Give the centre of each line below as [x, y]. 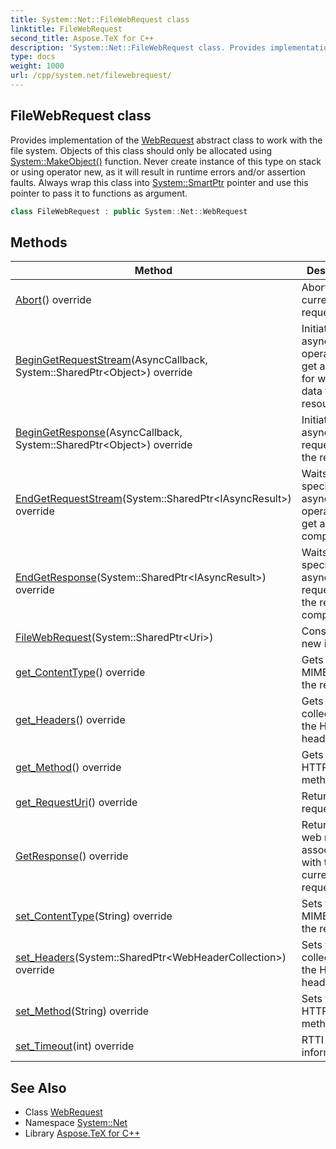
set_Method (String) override [82, 1011]
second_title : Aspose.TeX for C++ [82, 38]
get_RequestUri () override [76, 803]
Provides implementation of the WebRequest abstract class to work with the [166, 140]
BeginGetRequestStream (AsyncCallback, [111, 360]
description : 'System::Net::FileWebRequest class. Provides [138, 47]
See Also [38, 1087]
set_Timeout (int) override [75, 1046]
